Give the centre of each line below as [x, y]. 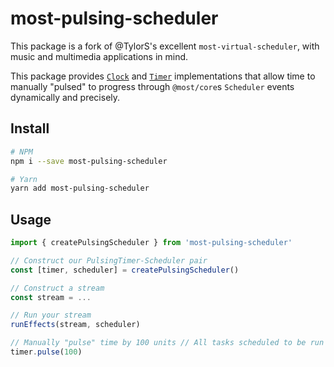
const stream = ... [51, 297]
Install [30, 128]
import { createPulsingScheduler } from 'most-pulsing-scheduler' [151, 243]
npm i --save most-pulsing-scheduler [89, 161]
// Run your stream [51, 315]
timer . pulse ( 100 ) [46, 352]
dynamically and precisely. [65, 97]
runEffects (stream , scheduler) [75, 325]
